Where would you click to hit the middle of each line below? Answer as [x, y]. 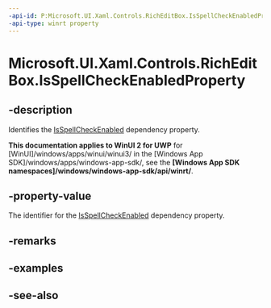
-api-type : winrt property [54, 23]
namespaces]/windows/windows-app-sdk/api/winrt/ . [101, 171]
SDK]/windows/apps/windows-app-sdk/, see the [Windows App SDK [124, 162]
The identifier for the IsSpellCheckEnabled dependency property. [117, 215]
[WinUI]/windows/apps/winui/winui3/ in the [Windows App [106, 153]
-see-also [33, 296]
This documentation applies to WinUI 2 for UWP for [96, 145]
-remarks [32, 241]
